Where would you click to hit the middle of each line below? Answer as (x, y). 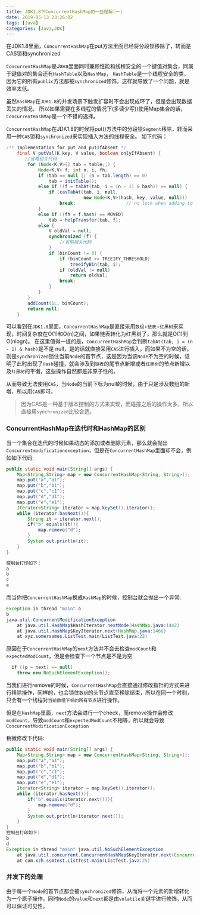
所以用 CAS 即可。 (36, 391)
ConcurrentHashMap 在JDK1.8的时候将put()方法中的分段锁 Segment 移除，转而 (97, 129)
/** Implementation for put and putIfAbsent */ (66, 148)
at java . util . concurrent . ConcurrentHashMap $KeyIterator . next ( (96, 855)
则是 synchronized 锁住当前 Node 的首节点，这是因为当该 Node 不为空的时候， (96, 357)
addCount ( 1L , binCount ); (58, 303)
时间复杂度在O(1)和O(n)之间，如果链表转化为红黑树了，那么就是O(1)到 (102, 334)
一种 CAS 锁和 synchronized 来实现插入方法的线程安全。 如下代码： (89, 136)
